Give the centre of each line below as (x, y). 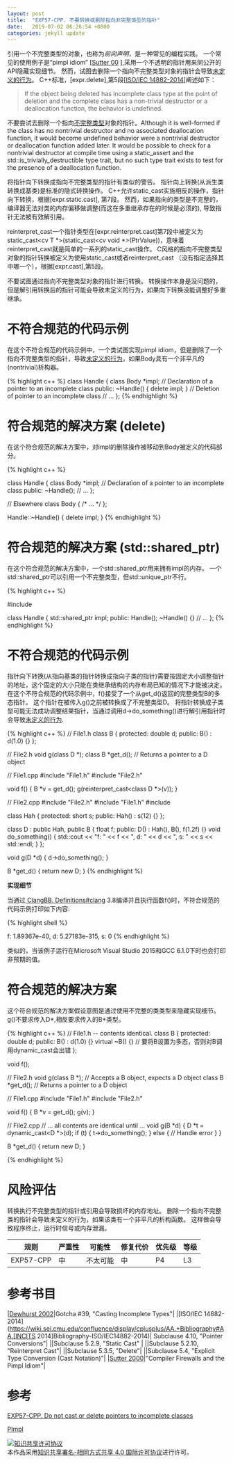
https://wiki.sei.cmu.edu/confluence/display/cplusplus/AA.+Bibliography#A (116, 1328)
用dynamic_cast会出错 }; (42, 1050)
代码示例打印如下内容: (39, 909)
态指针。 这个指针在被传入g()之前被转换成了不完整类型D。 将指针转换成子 (112, 702)
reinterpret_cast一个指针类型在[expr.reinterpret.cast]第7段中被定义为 (105, 232)
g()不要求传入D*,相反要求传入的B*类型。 (66, 1019)
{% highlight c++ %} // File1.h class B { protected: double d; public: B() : (110, 734)
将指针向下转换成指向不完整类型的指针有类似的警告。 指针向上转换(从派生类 (115, 182)
